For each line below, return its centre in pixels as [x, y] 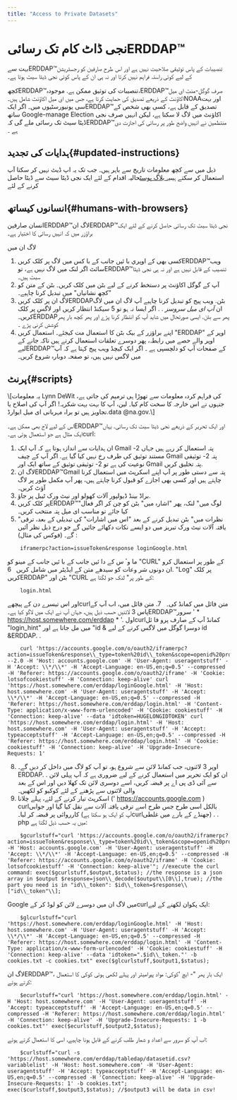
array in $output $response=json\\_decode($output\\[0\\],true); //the [115, 879]
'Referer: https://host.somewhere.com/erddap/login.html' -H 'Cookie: [113, 741]
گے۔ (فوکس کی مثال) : [47, 535]
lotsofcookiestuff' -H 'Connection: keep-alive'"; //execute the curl [113, 866]
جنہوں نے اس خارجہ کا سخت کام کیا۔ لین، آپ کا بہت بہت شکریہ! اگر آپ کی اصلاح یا [116, 404]
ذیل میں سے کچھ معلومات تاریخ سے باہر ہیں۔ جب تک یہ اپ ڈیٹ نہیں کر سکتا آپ [112, 169]
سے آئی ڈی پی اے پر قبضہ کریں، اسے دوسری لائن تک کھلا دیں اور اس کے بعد [117, 782]
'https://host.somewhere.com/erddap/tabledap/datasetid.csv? [99, 1059]
